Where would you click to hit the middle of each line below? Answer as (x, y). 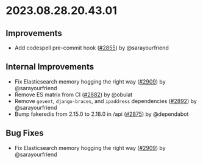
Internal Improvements (50, 67)
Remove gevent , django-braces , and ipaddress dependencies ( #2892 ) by (106, 101)
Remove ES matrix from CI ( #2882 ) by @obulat (73, 94)
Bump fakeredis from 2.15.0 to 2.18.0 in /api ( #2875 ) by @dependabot (101, 114)
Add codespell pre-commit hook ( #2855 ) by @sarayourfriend (91, 48)
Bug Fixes (25, 133)
